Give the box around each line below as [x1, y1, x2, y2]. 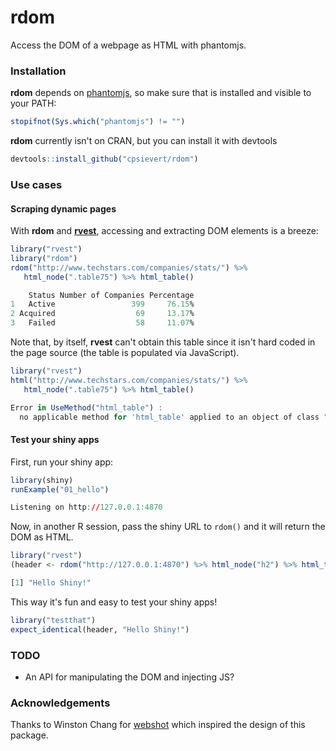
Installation [10, 64, 67, 78]
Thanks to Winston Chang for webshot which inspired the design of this [10, 719, 306, 731]
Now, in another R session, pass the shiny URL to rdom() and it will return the [10, 521, 326, 533]
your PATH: [10, 97, 57, 110]
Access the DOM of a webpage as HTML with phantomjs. [10, 39, 247, 51]
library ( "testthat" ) [10, 615, 97, 625]
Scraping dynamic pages [10, 202, 117, 215]
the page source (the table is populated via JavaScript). [10, 347, 240, 359]
